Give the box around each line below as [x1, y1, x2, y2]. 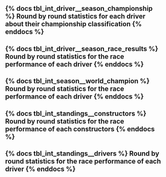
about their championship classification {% [5, 20, 142, 28]
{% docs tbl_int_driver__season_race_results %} [5, 45, 159, 53]
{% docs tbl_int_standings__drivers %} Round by [5, 149, 160, 158]
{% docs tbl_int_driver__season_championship [5, 4, 153, 13]
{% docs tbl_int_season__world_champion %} [5, 77, 150, 85]
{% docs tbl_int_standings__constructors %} [5, 109, 147, 118]
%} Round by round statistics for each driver [5, 12, 146, 21]
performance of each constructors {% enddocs [5, 124, 155, 133]
